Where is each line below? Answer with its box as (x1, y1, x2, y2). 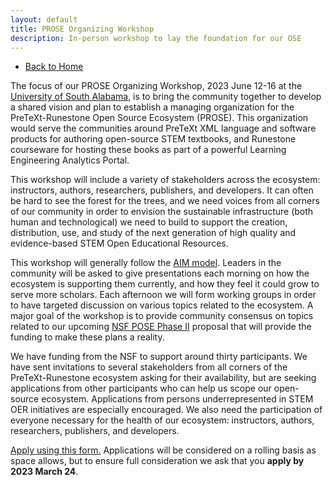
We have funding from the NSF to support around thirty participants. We (10, 351, 308, 363)
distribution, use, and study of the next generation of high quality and (10, 227, 297, 239)
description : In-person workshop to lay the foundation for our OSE (10, 33, 302, 43)
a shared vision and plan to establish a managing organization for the (10, 101, 295, 113)
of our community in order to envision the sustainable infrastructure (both (10, 206, 314, 218)
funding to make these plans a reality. (10, 331, 165, 343)
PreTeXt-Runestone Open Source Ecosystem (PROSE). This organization (10, 112, 309, 124)
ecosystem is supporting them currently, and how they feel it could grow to (10, 278, 320, 290)
